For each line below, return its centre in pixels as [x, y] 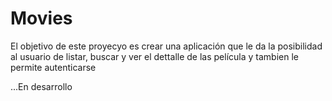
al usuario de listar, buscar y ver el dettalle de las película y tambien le [154, 56]
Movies [41, 18]
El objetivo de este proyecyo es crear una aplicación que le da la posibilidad [166, 46]
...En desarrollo [41, 86]
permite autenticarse [53, 67]
